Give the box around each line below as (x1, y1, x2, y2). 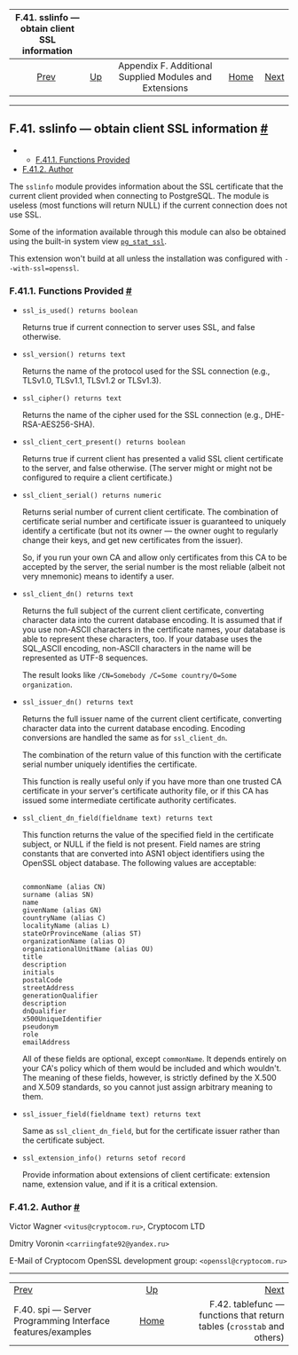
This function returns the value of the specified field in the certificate (21, 830, 274, 840)
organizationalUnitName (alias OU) (21, 945, 154, 954)
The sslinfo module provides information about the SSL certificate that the (9, 181, 284, 192)
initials (21, 968, 55, 977)
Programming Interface (13, 1315, 111, 1327)
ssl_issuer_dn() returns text (21, 698, 135, 707)
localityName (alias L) (21, 922, 111, 931)
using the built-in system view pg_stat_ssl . (9, 235, 167, 247)
